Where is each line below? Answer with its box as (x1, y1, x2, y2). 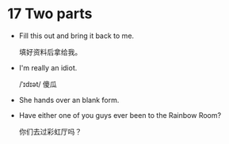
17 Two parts (7, 5, 93, 23)
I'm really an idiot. (18, 63, 78, 72)
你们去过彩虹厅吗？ (18, 127, 82, 136)
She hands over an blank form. (18, 95, 120, 104)
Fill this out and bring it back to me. (18, 31, 135, 40)
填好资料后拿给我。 (18, 47, 82, 56)
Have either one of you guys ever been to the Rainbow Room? (18, 110, 222, 119)
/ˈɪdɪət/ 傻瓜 (18, 79, 57, 89)
